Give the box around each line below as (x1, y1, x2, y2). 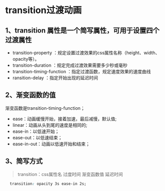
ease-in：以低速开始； (12, 128, 59, 134)
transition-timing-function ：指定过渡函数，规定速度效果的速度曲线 (12, 69, 151, 74)
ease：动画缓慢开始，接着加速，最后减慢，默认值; (12, 116, 117, 122)
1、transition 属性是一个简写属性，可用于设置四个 (5, 26, 160, 35)
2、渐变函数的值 (5, 91, 56, 99)
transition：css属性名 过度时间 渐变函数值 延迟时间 (17, 171, 123, 177)
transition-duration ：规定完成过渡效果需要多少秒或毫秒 (12, 62, 128, 68)
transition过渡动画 (5, 5, 82, 16)
